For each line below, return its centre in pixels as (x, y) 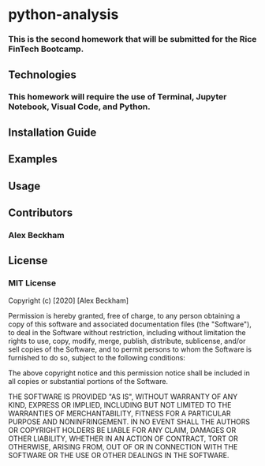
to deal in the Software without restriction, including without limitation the (127, 332)
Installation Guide (52, 132)
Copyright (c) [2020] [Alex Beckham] (68, 300)
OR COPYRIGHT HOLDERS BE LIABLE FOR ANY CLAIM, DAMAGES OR (122, 430)
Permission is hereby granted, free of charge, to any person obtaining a (124, 315)
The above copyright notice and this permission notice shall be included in (129, 373)
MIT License (32, 283)
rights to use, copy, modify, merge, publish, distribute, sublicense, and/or (127, 341)
